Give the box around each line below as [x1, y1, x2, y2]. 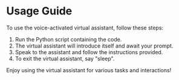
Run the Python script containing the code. [15, 35, 122, 43]
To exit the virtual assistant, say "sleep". [15, 55, 115, 62]
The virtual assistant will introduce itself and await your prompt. [15, 42, 174, 49]
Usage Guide [6, 4, 73, 18]
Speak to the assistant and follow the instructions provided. [15, 48, 163, 55]
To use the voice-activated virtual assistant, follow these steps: [6, 24, 164, 31]
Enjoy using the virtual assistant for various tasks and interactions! [6, 66, 172, 73]
